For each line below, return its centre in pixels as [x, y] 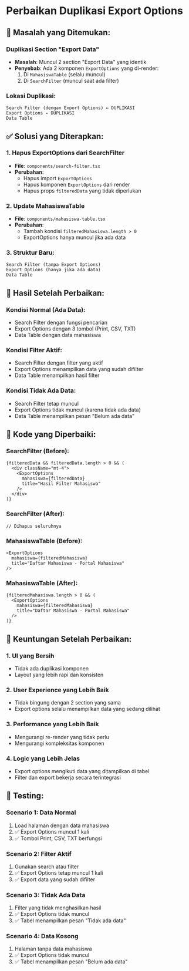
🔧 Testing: [25, 796]
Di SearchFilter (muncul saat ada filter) [71, 80]
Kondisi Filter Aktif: [34, 350]
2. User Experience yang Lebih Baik [58, 690]
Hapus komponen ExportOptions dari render [77, 184]
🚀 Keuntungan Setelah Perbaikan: [69, 639]
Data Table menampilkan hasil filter [57, 375]
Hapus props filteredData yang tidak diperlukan [82, 191]
